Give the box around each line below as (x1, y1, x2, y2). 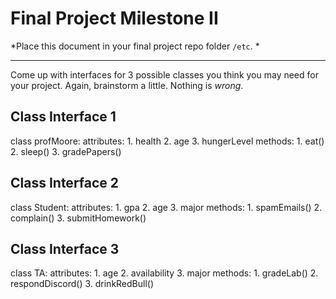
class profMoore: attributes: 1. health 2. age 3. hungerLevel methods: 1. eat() (10, 135, 325, 147)
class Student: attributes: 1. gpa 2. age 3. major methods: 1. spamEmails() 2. (10, 201, 323, 213)
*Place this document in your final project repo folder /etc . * (10, 40, 260, 52)
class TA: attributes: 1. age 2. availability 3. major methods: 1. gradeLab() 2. (10, 267, 319, 279)
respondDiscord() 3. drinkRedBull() (10, 278, 155, 290)
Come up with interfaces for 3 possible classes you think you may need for (10, 68, 319, 81)
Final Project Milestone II (10, 7, 219, 30)
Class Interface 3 (10, 240, 120, 257)
